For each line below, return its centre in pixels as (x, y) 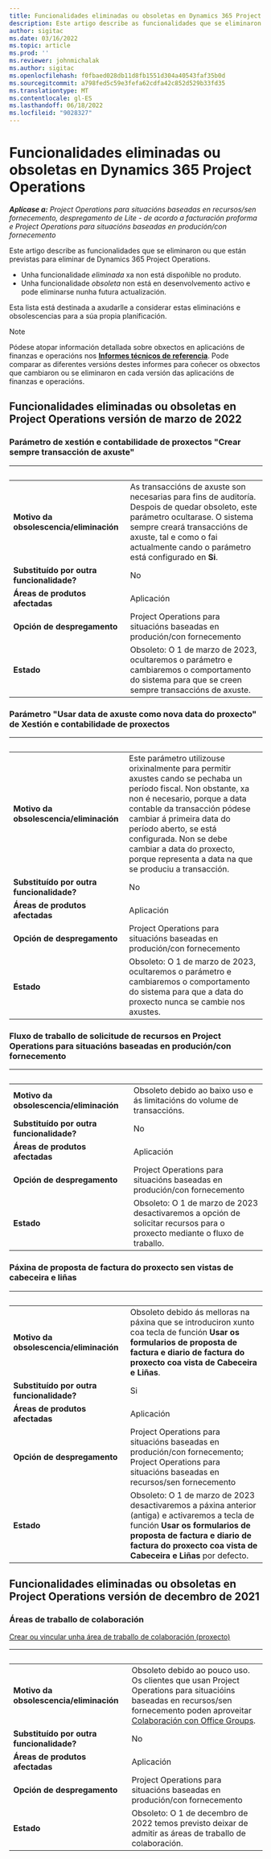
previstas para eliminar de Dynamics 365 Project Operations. (110, 259)
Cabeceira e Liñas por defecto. (189, 1556)
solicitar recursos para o (179, 1223)
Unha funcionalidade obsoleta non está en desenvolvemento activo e (135, 283)
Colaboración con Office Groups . (194, 1721)
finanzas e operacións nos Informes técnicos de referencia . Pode (119, 356)
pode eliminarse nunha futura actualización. (94, 291)
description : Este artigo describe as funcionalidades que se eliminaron (135, 23)
